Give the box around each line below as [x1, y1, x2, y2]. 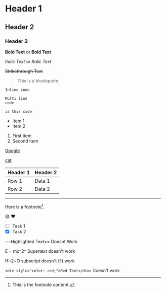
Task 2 [12, 228, 26, 234]
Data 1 [34, 177, 50, 184]
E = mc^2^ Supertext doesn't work [5, 248, 75, 254]
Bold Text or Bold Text [5, 49, 51, 55]
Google [5, 147, 20, 153]
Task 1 [12, 223, 26, 229]
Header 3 [5, 38, 28, 45]
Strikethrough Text [5, 68, 43, 74]
